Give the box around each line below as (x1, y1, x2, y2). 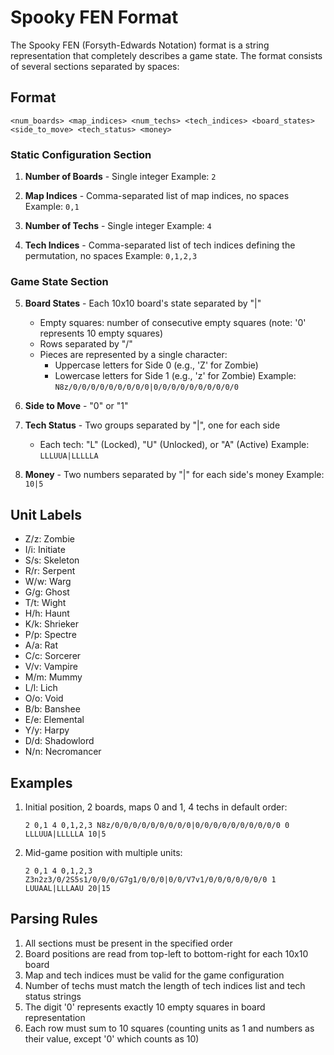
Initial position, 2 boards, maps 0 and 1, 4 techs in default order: (24, 801, 288, 813)
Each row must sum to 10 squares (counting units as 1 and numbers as (24, 1022, 315, 1034)
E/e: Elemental (24, 714, 85, 726)
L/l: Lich (24, 682, 58, 694)
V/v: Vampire (24, 661, 78, 673)
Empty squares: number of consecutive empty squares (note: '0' (39, 317, 307, 329)
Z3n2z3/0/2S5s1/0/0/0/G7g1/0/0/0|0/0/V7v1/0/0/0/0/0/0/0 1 (24, 874, 277, 885)
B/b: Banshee (24, 703, 81, 715)
